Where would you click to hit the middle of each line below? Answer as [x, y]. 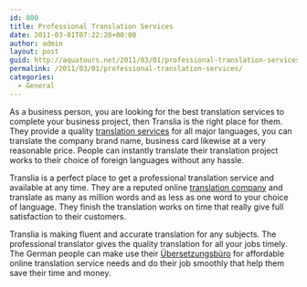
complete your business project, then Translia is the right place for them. [146, 121]
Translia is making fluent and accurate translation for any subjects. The [143, 234]
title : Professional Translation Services [91, 26]
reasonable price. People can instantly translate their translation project [144, 150]
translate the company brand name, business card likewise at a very [138, 140]
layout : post [34, 52]
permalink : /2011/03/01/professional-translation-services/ [127, 69]
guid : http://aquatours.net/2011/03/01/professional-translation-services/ [157, 60]
